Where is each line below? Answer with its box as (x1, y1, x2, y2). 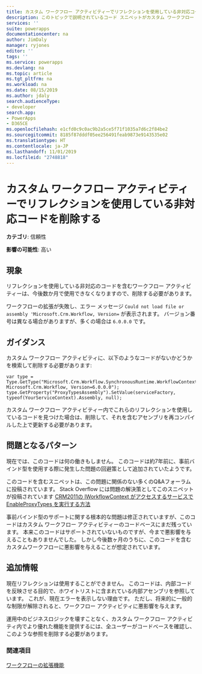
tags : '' (6, 54, 28, 60)
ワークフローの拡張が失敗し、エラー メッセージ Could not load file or (6, 303, 185, 310)
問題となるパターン (6, 441, 77, 451)
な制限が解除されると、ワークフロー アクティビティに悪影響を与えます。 (6, 602, 185, 610)
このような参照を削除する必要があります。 (6, 630, 111, 637)
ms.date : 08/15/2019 (6, 87, 58, 93)
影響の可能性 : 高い (6, 246, 52, 253)
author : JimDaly (6, 37, 47, 43)
